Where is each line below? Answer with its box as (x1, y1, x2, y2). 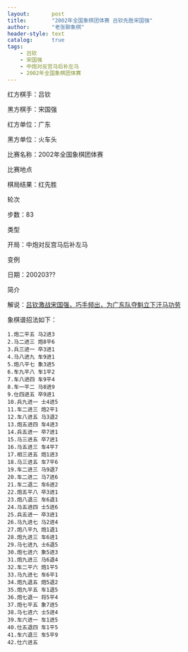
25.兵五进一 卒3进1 (7, 511, 59, 518)
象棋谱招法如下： (7, 315, 57, 324)
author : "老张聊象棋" (7, 23, 85, 30)
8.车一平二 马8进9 (7, 383, 55, 390)
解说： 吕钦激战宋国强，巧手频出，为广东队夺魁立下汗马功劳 (7, 300, 181, 308)
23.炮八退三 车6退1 (7, 496, 59, 503)
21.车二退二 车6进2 (7, 481, 59, 488)
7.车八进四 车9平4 (7, 376, 55, 383)
